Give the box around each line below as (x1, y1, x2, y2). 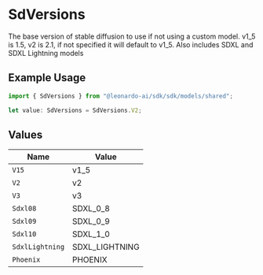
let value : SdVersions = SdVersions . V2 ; (8, 106, 143, 114)
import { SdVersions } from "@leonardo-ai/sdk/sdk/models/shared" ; (8, 92, 234, 100)
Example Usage (8, 71, 86, 84)
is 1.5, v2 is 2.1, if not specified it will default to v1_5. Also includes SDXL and (8, 39, 254, 49)
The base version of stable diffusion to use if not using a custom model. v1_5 (8, 32, 256, 41)
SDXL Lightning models (8, 48, 84, 58)
